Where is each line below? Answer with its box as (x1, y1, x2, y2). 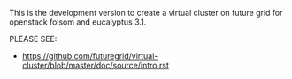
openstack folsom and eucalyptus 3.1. (9, 17, 147, 27)
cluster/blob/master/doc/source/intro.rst (21, 61, 170, 70)
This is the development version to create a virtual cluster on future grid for (9, 8, 283, 18)
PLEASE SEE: (9, 34, 58, 44)
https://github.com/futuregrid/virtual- (21, 51, 158, 61)
